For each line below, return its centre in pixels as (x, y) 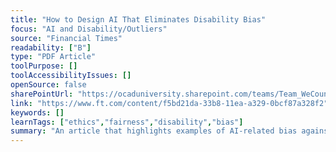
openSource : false (48, 85)
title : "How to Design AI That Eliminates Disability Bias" (138, 19)
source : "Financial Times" (66, 38)
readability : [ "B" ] (51, 47)
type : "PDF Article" (53, 57)
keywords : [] (37, 112)
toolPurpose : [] (44, 66)
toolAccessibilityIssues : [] (71, 76)
